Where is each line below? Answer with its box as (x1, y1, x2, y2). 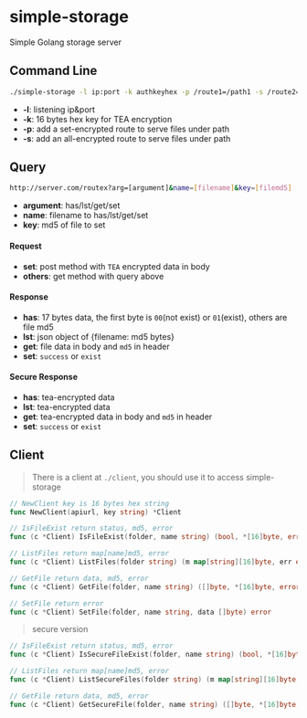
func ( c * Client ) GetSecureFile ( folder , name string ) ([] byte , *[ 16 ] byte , (9, 700, 301, 709)
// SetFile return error (9, 598, 104, 608)
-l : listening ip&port (22, 103, 96, 115)
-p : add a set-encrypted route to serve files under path (22, 123, 230, 134)
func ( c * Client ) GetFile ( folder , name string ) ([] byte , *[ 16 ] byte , (9, 582, 276, 591)
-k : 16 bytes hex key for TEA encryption (22, 113, 173, 124)
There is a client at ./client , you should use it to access (31, 471, 244, 482)
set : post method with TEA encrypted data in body (22, 260, 210, 271)
